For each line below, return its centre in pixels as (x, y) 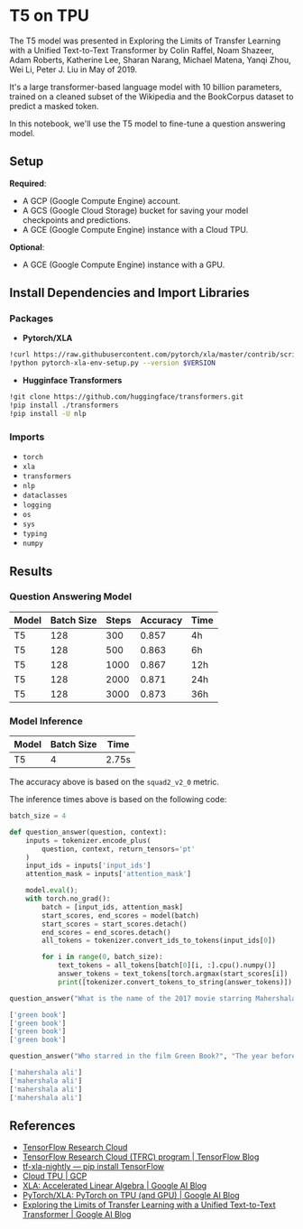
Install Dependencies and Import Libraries (129, 293)
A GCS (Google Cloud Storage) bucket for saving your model (135, 210)
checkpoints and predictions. (76, 220)
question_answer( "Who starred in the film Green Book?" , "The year (139, 1057)
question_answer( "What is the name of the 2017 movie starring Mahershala (153, 998)
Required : (28, 183)
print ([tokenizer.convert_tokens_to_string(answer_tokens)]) (175, 982)
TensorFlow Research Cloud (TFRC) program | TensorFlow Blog (141, 1157)
